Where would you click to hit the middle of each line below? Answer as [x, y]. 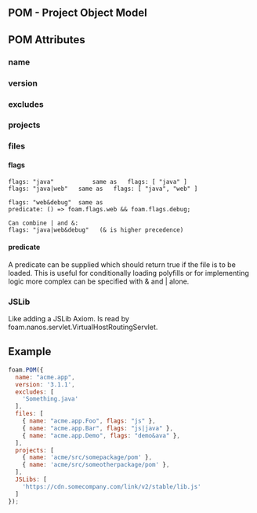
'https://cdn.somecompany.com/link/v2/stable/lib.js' [112, 486]
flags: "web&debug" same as [56, 202]
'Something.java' [51, 399]
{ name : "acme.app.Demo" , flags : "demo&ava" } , [101, 435]
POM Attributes [47, 40]
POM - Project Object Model [78, 13]
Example [30, 352]
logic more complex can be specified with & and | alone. [99, 281]
